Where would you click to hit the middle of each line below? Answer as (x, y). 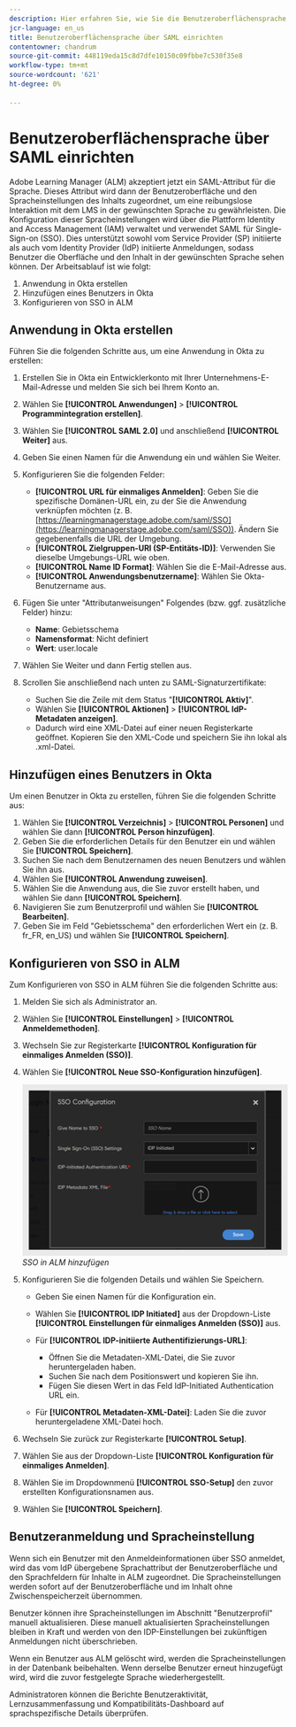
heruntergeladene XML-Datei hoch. (99, 1422)
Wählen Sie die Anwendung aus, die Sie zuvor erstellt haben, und (140, 889)
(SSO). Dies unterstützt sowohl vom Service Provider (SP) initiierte (161, 238)
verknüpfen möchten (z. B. (83, 511)
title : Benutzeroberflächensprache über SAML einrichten (116, 37)
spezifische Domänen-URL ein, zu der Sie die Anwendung (141, 501)
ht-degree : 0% (35, 84)
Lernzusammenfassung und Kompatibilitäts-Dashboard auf (117, 1703)
